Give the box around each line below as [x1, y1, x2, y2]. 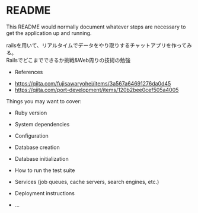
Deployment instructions [14, 189, 75, 196]
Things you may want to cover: [6, 97, 82, 104]
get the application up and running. [6, 29, 92, 36]
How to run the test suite [14, 167, 75, 174]
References [14, 68, 43, 75]
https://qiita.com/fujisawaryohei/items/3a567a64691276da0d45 [14, 80, 171, 87]
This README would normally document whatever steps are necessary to [6, 23, 186, 30]
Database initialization [14, 155, 69, 162]
